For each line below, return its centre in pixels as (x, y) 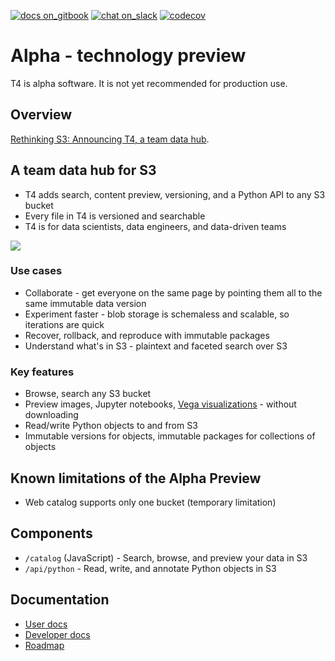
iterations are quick (64, 324)
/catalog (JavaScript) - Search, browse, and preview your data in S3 (166, 557)
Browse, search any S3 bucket (88, 394)
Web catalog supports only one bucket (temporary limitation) (150, 502)
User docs (46, 624)
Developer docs (57, 634)
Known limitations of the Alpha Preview (136, 478)
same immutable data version (85, 303)
